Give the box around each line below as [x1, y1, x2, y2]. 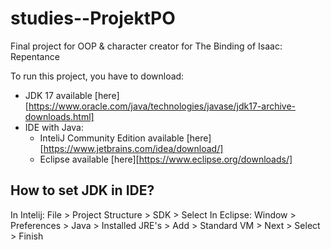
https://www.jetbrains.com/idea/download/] [43, 142, 224, 154]
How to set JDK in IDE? [10, 182, 155, 199]
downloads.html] [24, 110, 95, 122]
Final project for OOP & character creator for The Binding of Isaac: [10, 40, 283, 52]
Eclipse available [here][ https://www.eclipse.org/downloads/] [39, 153, 293, 165]
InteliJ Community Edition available [39, 132, 185, 144]
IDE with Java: [24, 121, 84, 133]
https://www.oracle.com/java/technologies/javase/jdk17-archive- [28, 100, 297, 112]
